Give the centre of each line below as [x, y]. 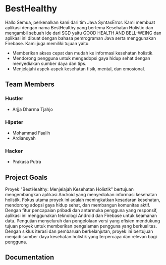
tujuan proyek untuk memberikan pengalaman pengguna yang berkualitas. [81, 226]
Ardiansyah [24, 138]
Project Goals [27, 177]
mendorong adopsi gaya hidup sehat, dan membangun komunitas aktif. [78, 205]
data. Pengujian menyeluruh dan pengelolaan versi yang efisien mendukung [83, 221]
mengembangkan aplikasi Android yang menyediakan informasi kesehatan [81, 195]
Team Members [30, 84]
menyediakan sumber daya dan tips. [49, 63]
